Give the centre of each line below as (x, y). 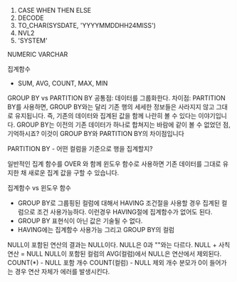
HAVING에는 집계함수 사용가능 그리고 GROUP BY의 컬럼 (96, 230)
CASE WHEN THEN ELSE (54, 10)
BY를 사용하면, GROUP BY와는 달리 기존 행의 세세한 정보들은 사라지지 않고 (111, 107)
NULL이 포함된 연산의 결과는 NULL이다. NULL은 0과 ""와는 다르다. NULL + (112, 245)
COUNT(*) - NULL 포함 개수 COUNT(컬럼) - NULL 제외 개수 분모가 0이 (108, 262)
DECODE (31, 18)
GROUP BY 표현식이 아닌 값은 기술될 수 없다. (80, 221)
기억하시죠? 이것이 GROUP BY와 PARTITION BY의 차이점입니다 (96, 134)
